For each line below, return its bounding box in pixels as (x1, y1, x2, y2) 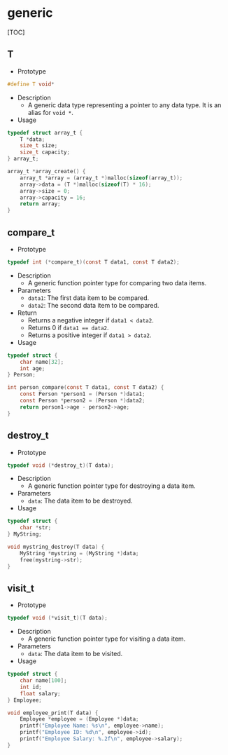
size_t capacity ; (20, 149, 71, 156)
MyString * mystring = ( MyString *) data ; (20, 550, 139, 557)
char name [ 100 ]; (20, 677, 68, 684)
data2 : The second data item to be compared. (27, 301, 159, 309)
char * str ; (20, 524, 52, 531)
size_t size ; (20, 142, 58, 149)
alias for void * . (27, 108, 73, 116)
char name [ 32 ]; (20, 358, 64, 365)
